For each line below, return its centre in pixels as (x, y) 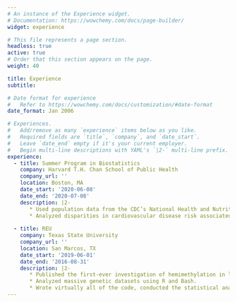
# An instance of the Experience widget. (69, 14)
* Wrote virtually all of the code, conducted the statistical (124, 288)
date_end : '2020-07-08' (55, 196)
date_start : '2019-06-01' (58, 255)
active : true (26, 53)
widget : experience (36, 27)
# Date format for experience (52, 98)
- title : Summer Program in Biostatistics (77, 163)
